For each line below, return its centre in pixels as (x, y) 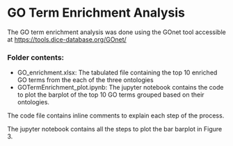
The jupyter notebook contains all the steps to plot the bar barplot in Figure (115, 129)
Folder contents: (36, 57)
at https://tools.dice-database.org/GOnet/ (67, 39)
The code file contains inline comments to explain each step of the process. (116, 115)
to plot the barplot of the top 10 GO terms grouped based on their (111, 95)
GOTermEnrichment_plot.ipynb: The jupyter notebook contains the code (120, 88)
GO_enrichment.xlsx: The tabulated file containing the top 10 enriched (117, 73)
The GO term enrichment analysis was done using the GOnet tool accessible (116, 32)
